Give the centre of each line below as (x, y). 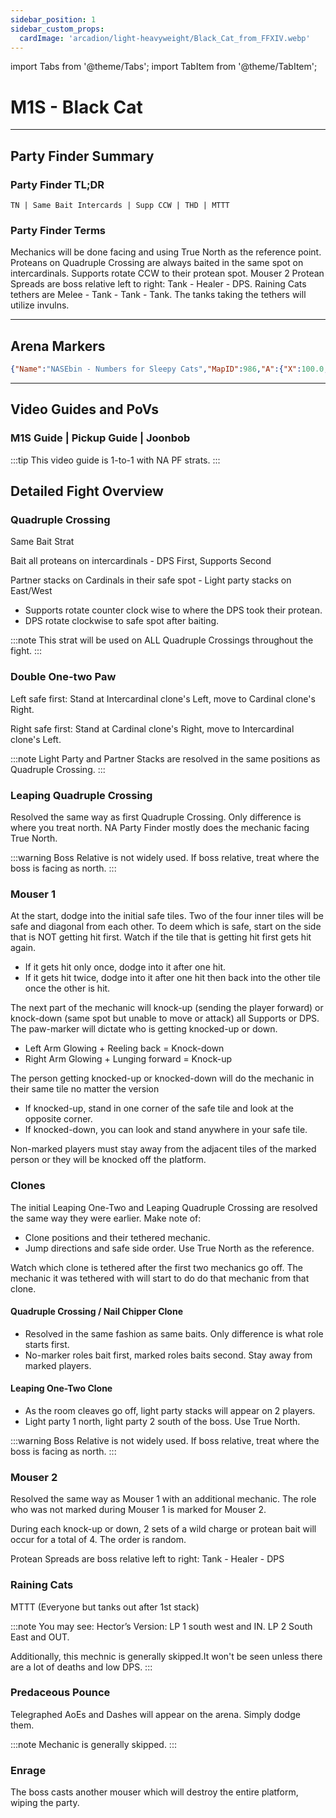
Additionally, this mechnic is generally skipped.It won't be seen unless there (166, 1656)
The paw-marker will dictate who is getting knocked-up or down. (144, 1029)
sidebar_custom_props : (57, 29)
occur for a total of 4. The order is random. (98, 1540)
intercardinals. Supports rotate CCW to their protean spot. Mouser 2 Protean (167, 273)
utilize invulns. (40, 305)
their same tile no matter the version (85, 1089)
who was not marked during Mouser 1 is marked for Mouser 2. (138, 1510)
